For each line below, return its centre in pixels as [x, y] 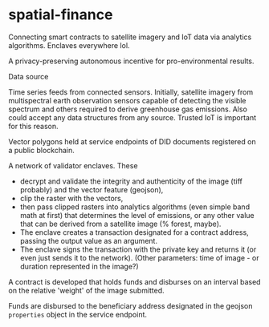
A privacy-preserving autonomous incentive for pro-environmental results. [131, 61]
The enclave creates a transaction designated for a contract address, [134, 232]
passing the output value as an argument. [89, 240]
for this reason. [33, 126]
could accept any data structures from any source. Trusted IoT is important [132, 117]
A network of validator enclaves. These [73, 165]
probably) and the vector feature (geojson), [92, 189]
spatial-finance [61, 15]
